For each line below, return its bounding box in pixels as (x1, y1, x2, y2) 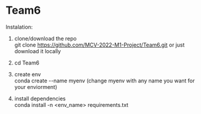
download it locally (14, 47, 61, 54)
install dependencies (14, 95, 66, 102)
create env (14, 70, 41, 78)
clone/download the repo (14, 35, 77, 42)
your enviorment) (14, 83, 58, 90)
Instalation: (5, 23, 33, 30)
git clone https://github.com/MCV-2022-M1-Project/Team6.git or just (14, 41, 185, 48)
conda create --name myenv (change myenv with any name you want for (14, 77, 195, 84)
